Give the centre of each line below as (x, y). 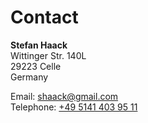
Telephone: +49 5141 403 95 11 (74, 107)
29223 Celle (36, 66)
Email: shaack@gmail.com (64, 96)
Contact (44, 17)
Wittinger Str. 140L (48, 55)
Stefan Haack (39, 45)
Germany (29, 77)
